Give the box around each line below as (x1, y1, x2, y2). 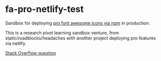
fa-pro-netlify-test (5, 3, 84, 15)
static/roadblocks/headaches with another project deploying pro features (5, 35, 156, 41)
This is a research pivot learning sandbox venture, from (5, 29, 119, 35)
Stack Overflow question (5, 50, 56, 56)
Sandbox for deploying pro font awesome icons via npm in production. (5, 20, 150, 26)
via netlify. (5, 40, 26, 46)
